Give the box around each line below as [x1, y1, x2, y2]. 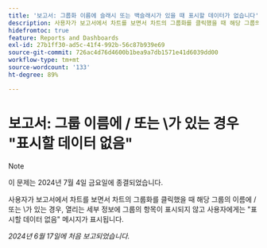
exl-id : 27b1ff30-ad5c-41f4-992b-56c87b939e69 [8, 41, 165, 49]
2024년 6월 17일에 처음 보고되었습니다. [8, 231, 130, 241]
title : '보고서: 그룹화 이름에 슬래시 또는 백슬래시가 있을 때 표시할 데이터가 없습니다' [8, 11, 260, 20]
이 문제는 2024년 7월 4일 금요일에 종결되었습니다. [8, 177, 164, 187]
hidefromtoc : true [8, 26, 69, 34]
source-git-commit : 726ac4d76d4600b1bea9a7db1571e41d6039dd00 [8, 48, 219, 56]
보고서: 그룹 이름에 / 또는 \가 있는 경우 [8, 114, 239, 132]
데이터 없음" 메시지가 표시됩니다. [22, 214, 125, 223]
